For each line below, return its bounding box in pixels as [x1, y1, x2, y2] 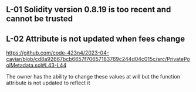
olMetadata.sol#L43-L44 [6, 62, 67, 69]
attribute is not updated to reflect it [6, 79, 90, 87]
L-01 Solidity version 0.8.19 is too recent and [6, 5, 171, 15]
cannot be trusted [6, 14, 73, 24]
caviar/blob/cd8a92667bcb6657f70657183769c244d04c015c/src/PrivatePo [6, 56, 191, 63]
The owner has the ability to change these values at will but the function [6, 73, 181, 80]
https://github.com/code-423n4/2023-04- [6, 49, 110, 56]
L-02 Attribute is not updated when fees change [6, 33, 185, 43]
